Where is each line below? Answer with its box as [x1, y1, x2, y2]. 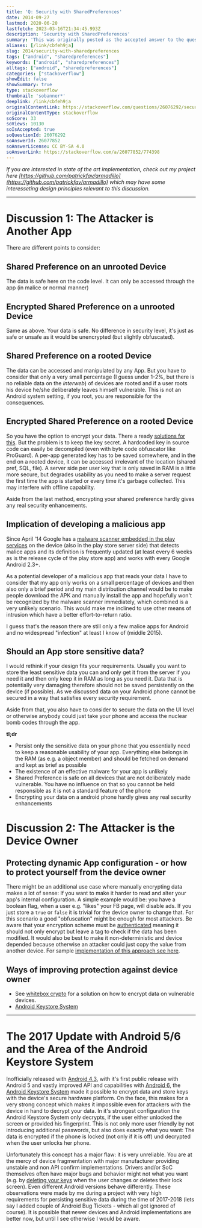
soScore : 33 [6, 115, 36, 121]
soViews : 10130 [6, 121, 44, 127]
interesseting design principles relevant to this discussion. [6, 184, 150, 192]
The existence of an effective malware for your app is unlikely [14, 768, 168, 775]
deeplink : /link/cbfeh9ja [6, 98, 71, 104]
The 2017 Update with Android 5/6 [6, 1030, 182, 1044]
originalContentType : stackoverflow [6, 110, 98, 116]
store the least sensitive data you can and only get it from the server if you [6, 669, 191, 676]
